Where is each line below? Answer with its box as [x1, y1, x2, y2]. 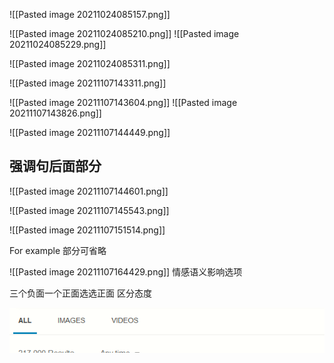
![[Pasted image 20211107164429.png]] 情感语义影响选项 [9, 265, 243, 278]
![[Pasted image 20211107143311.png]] [9, 77, 167, 89]
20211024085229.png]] [9, 39, 107, 50]
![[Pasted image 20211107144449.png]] [9, 127, 171, 138]
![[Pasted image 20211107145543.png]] [9, 204, 170, 216]
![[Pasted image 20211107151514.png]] [9, 224, 166, 236]
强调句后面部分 [9, 158, 102, 175]
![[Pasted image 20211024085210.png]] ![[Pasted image [9, 28, 240, 39]
